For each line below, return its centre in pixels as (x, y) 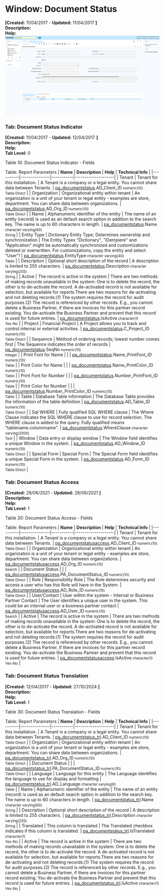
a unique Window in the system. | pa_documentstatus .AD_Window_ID (75, 443)
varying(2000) (17, 434)
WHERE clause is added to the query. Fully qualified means (65, 423)
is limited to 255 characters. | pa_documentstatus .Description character (76, 266)
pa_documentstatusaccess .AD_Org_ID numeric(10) (54, 564)
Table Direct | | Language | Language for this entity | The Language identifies (81, 773)
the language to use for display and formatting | (53, 779)
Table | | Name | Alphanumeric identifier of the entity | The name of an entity (82, 789)
